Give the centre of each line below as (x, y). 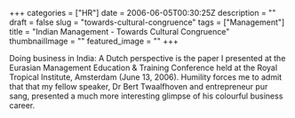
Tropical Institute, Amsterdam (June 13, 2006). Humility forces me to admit (146, 77)
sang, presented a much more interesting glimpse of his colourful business (146, 96)
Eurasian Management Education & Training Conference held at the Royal (144, 67)
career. (22, 105)
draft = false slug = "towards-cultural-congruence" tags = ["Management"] (147, 22)
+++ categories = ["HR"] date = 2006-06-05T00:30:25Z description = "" (143, 13)
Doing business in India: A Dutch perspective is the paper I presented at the (147, 58)
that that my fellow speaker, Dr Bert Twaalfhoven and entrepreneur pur (139, 87)
